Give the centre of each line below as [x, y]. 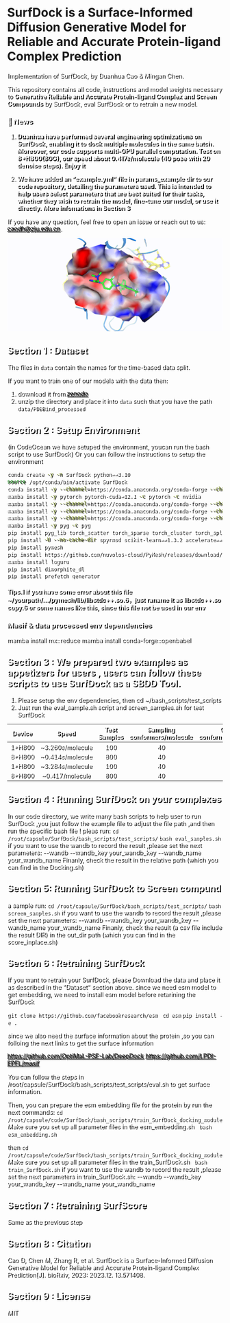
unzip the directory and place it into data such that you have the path [114, 401]
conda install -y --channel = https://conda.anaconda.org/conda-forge [107, 489]
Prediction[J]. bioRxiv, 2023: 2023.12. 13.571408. [76, 1275]
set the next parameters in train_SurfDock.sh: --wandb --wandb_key [104, 1176]
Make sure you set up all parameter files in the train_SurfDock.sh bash [107, 1161]
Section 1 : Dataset [48, 350]
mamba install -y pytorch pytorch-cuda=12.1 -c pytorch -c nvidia [104, 496]
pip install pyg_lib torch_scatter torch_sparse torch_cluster [99, 533]
